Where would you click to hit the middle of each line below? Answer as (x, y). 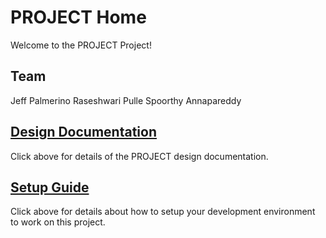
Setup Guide (50, 187)
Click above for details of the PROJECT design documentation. (139, 156)
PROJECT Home (78, 17)
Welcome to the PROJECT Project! (81, 45)
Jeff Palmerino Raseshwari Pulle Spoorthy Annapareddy (126, 100)
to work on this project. (58, 222)
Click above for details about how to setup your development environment (163, 212)
